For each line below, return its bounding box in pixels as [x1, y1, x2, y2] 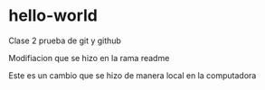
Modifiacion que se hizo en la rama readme [8, 52, 170, 63]
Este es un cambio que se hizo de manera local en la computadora [8, 69, 257, 81]
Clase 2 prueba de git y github [8, 35, 121, 46]
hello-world [8, 5, 99, 26]
